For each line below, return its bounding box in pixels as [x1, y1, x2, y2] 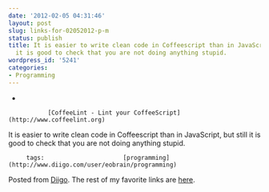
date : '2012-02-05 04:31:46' [8, 11, 106, 20]
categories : [8, 64, 48, 72]
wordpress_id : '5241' [8, 57, 81, 65]
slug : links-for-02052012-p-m [8, 26, 110, 34]
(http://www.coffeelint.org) [8, 115, 106, 124]
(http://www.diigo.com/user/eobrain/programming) [8, 161, 178, 169]
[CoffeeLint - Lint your [47, 109, 130, 117]
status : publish [8, 34, 62, 42]
